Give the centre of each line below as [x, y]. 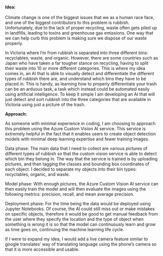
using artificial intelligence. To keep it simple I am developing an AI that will [80, 94]
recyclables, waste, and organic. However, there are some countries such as [81, 58]
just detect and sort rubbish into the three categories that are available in [78, 99]
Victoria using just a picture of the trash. [45, 105]
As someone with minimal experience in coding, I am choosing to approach [80, 123]
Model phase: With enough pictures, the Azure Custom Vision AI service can [82, 184]
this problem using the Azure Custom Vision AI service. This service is [75, 128]
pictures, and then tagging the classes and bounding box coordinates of [77, 164]
